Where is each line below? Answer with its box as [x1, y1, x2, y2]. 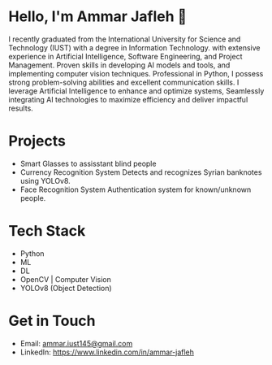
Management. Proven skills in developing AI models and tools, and [8, 60, 231, 70]
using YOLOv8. [19, 176, 71, 185]
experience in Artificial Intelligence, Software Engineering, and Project [8, 51, 243, 61]
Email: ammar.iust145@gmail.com [19, 338, 133, 348]
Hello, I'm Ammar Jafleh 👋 [8, 7, 188, 26]
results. [8, 103, 34, 113]
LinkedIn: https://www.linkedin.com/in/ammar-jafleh [19, 347, 195, 357]
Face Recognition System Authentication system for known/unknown [19, 185, 252, 194]
